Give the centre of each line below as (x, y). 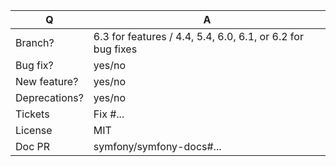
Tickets (32, 114)
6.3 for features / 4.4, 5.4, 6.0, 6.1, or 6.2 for (198, 36)
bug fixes (115, 49)
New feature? (47, 81)
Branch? (35, 42)
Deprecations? (49, 97)
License (34, 130)
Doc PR (33, 146)
